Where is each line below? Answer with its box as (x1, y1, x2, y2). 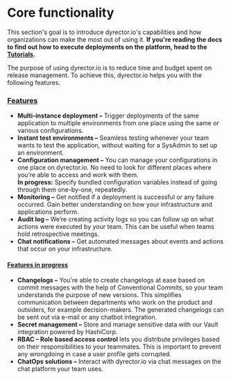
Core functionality (7, 5, 114, 21)
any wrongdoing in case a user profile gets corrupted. (17, 350, 172, 358)
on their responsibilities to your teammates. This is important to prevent (17, 342, 222, 351)
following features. (7, 78, 61, 86)
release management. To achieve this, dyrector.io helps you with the (7, 71, 203, 79)
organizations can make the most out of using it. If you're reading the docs (7, 35, 223, 43)
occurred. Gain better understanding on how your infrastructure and (17, 200, 213, 209)
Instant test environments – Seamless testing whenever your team (17, 134, 209, 142)
